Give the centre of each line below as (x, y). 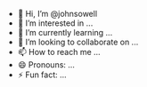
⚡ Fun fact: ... (42, 75)
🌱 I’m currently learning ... (65, 32)
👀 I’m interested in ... (55, 23)
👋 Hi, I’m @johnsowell (57, 14)
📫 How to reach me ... (59, 52)
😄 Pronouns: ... (46, 65)
